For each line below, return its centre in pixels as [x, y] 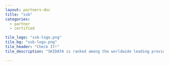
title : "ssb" [19, 14]
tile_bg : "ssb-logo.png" [31, 42]
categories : [18, 19]
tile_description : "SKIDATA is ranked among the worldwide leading [77, 51]
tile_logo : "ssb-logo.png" [33, 37]
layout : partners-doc [28, 10]
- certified [22, 28]
